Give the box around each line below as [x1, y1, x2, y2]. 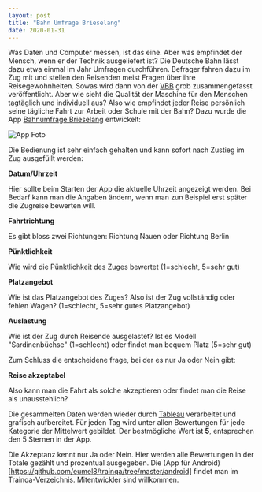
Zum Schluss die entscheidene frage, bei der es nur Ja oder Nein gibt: [8, 356, 236, 365]
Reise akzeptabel [8, 371, 66, 380]
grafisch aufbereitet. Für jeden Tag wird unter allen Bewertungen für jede [8, 418, 245, 427]
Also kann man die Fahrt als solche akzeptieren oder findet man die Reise [8, 386, 246, 395]
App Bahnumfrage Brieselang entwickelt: [8, 115, 142, 125]
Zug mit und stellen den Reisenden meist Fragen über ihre [8, 73, 196, 83]
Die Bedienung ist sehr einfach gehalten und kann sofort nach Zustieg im [8, 145, 245, 155]
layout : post [8, 11, 51, 20]
